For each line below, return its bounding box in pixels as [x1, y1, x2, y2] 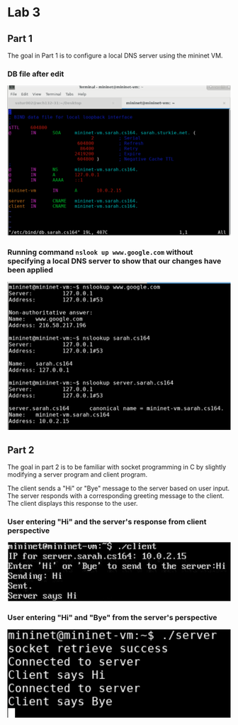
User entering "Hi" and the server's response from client [7, 517, 207, 527]
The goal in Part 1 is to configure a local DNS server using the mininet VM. [7, 51, 223, 60]
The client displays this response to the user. [7, 499, 138, 508]
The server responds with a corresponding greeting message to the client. [7, 492, 225, 500]
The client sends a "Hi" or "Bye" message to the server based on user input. [7, 484, 230, 493]
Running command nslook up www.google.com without [7, 248, 193, 258]
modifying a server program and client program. [7, 470, 147, 479]
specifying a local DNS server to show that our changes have [7, 256, 222, 266]
